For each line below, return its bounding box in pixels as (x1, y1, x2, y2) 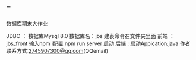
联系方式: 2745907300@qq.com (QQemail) (6, 47, 109, 54)
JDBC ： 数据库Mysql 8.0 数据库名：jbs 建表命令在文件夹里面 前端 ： (6, 32, 175, 39)
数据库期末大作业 (6, 20, 48, 27)
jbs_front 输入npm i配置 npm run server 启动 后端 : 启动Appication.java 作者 (6, 40, 191, 47)
